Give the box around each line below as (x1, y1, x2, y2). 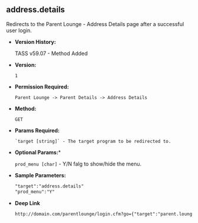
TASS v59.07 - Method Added (14, 50, 88, 57)
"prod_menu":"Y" (14, 189, 55, 195)
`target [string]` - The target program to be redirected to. (14, 138, 171, 144)
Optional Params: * (14, 148, 61, 156)
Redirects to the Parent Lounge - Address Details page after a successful (6, 20, 184, 27)
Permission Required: (14, 83, 69, 90)
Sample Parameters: (14, 171, 66, 179)
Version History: (14, 38, 56, 45)
